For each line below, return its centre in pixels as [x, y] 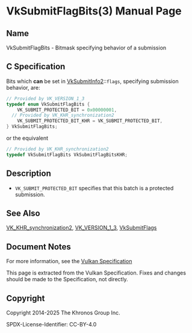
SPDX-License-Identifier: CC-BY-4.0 [51, 325]
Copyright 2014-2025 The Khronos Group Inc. [63, 313]
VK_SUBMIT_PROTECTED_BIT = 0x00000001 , [67, 110]
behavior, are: [23, 87]
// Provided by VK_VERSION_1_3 [45, 98]
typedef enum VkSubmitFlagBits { [48, 104]
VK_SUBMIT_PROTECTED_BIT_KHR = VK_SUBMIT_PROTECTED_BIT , [90, 121]
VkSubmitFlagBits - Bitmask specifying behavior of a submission [86, 48]
